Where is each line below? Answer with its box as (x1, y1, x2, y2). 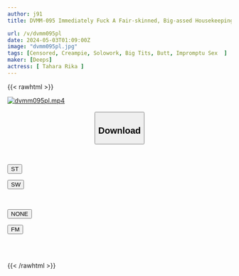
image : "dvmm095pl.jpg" (7, 43, 78, 51)
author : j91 (7, 10, 43, 18)
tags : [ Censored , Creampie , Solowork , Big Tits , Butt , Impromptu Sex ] (7, 50, 228, 57)
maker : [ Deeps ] (7, 56, 53, 64)
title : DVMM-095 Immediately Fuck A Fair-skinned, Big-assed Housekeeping (7, 17, 234, 24)
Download (98, 125, 141, 136)
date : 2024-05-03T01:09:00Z (7, 36, 91, 43)
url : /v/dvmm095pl (7, 30, 62, 37)
